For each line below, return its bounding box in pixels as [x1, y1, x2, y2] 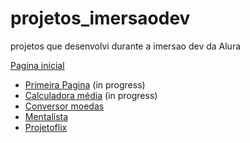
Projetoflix [24, 121, 68, 133]
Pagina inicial [10, 59, 65, 71]
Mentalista [24, 110, 69, 122]
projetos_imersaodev [10, 7, 191, 30]
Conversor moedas [24, 100, 105, 112]
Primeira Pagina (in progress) [24, 78, 146, 91]
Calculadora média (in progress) [24, 89, 158, 101]
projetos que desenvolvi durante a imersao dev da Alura [10, 40, 242, 52]
